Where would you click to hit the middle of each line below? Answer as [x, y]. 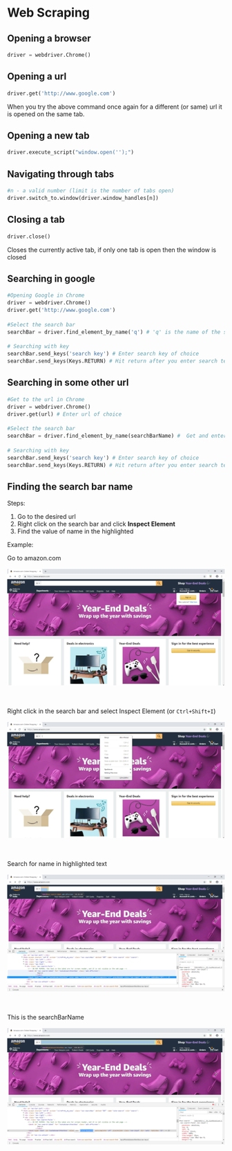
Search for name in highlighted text [57, 863]
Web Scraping [49, 13]
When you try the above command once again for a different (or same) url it [115, 107]
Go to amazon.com [34, 558]
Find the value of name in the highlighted [75, 531]
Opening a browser [49, 38]
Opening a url [37, 76]
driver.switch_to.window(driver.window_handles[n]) [83, 198]
